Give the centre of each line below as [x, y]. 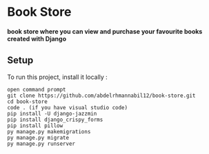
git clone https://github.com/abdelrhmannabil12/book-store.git [101, 96]
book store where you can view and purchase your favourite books [105, 31]
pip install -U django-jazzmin [52, 113]
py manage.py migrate [38, 137]
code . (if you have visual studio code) [68, 107]
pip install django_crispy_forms [55, 120]
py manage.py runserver [41, 144]
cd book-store [28, 101]
